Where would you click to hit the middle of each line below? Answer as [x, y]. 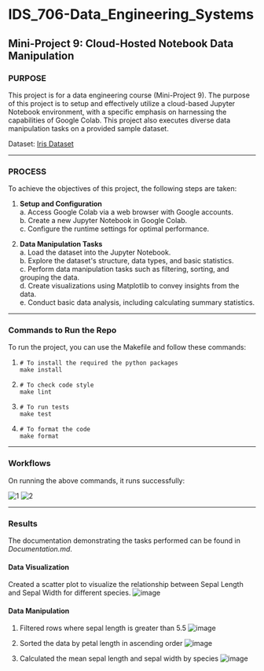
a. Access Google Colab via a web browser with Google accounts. [126, 212]
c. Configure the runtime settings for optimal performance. [114, 229]
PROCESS [27, 171]
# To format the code [55, 430]
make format [39, 436]
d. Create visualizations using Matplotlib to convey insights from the [129, 286]
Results [23, 523]
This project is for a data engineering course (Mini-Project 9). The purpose [129, 95]
